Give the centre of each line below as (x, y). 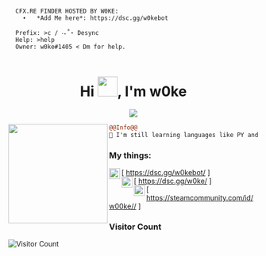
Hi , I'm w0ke (133, 92)
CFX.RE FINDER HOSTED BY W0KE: (67, 11)
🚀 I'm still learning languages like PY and (184, 135)
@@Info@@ (123, 128)
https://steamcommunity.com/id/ (200, 197)
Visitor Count (135, 227)
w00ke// (123, 206)
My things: (130, 155)
